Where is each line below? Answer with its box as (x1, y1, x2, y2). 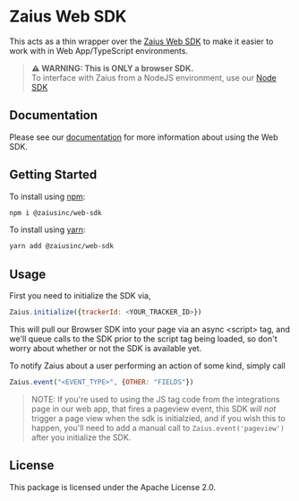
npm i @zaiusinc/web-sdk (9, 208, 102, 217)
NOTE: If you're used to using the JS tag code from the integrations (30, 393, 280, 404)
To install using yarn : (9, 224, 86, 235)
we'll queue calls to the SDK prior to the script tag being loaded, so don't (9, 333, 278, 344)
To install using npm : (9, 191, 86, 202)
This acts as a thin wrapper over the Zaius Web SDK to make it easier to (9, 36, 274, 47)
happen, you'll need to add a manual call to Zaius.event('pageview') (30, 422, 285, 433)
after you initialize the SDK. (30, 432, 132, 443)
